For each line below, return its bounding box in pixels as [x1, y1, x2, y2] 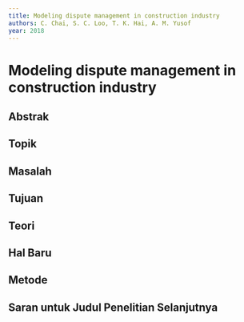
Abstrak [8, 110, 50, 123]
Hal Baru [8, 246, 52, 260]
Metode [8, 273, 48, 287]
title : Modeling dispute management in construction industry [8, 11, 220, 20]
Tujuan [8, 191, 44, 205]
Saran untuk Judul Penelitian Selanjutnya [8, 300, 218, 314]
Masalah [8, 164, 52, 178]
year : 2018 [8, 26, 45, 34]
